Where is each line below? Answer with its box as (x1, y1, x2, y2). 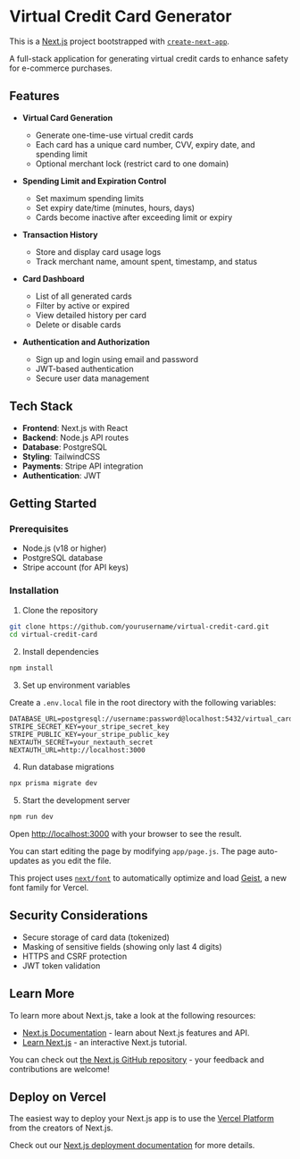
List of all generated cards (35, 291, 132, 301)
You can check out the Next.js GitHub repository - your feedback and (9, 1053, 265, 1065)
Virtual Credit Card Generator (9, 6, 232, 27)
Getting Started (9, 495, 97, 511)
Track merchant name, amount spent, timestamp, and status (35, 256, 257, 266)
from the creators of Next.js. (9, 1122, 113, 1133)
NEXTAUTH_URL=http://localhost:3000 (9, 746, 146, 755)
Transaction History (21, 229, 98, 240)
